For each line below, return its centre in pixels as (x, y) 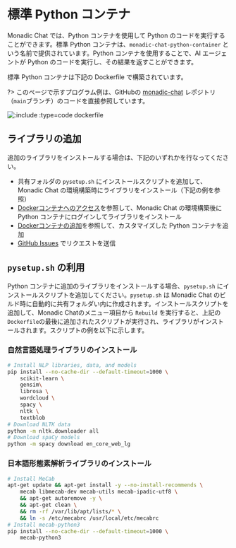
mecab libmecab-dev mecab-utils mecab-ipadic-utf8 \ (99, 492)
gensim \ (31, 385)
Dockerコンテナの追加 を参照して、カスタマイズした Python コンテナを (120, 225)
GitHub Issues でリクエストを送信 (67, 243)
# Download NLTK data (39, 424)
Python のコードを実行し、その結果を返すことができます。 (112, 62)
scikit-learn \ (42, 378)
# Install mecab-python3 (44, 525)
